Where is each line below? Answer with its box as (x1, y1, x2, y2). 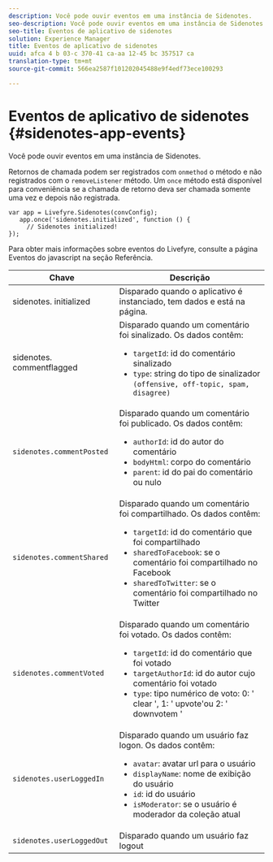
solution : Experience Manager (8, 34, 111, 43)
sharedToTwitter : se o (132, 577, 217, 588)
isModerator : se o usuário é (132, 798, 237, 809)
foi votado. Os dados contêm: (119, 629, 232, 640)
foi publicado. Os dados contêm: (119, 418, 244, 429)
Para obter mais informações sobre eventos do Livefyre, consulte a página (8, 244, 258, 253)
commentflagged (12, 362, 78, 373)
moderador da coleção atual (132, 808, 241, 820)
